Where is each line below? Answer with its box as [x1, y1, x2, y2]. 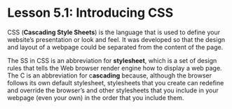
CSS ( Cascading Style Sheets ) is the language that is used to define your [7, 28, 221, 36]
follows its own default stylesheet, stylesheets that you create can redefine [7, 78, 224, 87]
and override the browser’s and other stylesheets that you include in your [7, 86, 219, 94]
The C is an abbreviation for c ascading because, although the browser [7, 71, 212, 80]
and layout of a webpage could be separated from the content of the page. [7, 43, 224, 51]
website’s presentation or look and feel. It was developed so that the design [7, 35, 226, 43]
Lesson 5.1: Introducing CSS [7, 5, 174, 21]
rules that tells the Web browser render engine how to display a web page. [7, 64, 222, 72]
